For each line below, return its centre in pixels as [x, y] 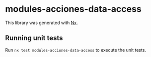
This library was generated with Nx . [41, 23]
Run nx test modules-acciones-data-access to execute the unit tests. [76, 50]
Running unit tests [34, 38]
